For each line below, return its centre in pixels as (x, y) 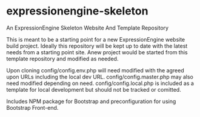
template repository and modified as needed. (62, 58)
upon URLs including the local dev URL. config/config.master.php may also (100, 77)
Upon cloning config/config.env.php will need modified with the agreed (95, 70)
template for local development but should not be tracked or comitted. (94, 89)
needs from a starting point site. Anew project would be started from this (97, 52)
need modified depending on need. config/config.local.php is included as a (100, 83)
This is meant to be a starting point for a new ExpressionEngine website (96, 39)
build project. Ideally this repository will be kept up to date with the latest (97, 46)
